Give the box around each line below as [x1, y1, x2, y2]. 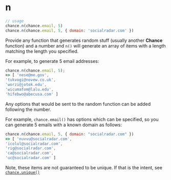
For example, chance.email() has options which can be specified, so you [5, 116, 159, 122]
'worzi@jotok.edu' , [5, 82, 47, 87]
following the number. [5, 106, 51, 112]
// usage [5, 18, 24, 24]
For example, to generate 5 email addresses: [5, 58, 99, 64]
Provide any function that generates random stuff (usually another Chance [5, 37, 163, 43]
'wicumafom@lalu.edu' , [5, 87, 54, 92]
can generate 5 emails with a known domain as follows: [5, 122, 122, 128]
